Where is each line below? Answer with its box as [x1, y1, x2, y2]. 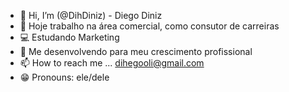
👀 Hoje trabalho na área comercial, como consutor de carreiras [19, 20, 280, 32]
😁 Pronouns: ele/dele [19, 71, 110, 83]
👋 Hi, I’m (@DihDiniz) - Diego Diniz [19, 10, 163, 21]
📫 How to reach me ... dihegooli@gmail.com [19, 57, 205, 69]
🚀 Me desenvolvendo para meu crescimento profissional [19, 46, 253, 57]
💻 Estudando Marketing [19, 31, 120, 43]
